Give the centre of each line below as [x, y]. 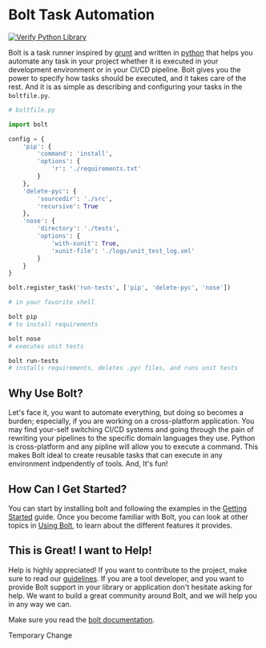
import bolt [28, 124]
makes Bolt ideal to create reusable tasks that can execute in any [115, 455]
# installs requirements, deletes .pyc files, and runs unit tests [123, 368]
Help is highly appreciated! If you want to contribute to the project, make [128, 570]
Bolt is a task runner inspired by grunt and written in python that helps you [131, 52]
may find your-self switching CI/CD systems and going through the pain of [131, 430]
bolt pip [23, 317]
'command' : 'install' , [75, 154]
